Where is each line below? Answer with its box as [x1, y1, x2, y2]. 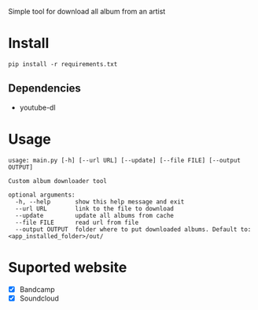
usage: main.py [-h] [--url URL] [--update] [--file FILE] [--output [8, 156, 241, 164]
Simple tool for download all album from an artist [8, 7, 166, 16]
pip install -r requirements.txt [8, 60, 118, 68]
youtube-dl [19, 103, 57, 112]
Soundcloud [19, 293, 59, 303]
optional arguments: [8, 191, 76, 199]
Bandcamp [19, 284, 55, 294]
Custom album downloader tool [8, 177, 108, 185]
